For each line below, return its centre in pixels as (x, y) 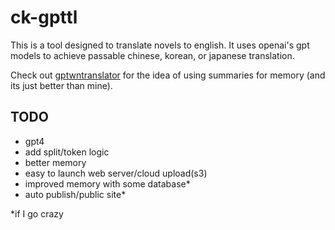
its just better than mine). (61, 85)
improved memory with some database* (107, 183)
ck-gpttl (44, 17)
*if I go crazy (37, 213)
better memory (55, 162)
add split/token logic (67, 152)
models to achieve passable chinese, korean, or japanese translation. (152, 55)
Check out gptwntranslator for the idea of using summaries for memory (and (168, 75)
